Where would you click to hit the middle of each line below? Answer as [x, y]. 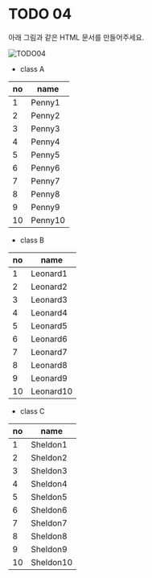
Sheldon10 [52, 562]
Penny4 [45, 142]
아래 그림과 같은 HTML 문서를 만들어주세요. [76, 37]
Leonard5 [49, 325]
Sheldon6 [49, 510]
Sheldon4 [49, 484]
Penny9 [45, 207]
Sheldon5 [49, 497]
